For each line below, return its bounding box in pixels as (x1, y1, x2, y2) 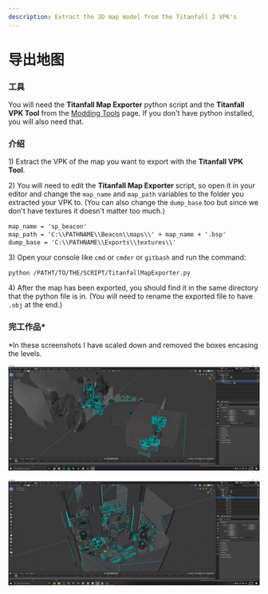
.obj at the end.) (8, 300, 63, 310)
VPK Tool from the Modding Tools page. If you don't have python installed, (8, 109, 254, 118)
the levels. (8, 348, 42, 358)
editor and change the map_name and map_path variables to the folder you (8, 189, 245, 199)
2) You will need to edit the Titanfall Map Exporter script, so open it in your (8, 180, 255, 191)
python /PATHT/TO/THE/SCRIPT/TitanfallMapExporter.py (8, 269, 191, 277)
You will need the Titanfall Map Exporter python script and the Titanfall (8, 100, 245, 109)
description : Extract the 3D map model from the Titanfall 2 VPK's (8, 13, 238, 21)
